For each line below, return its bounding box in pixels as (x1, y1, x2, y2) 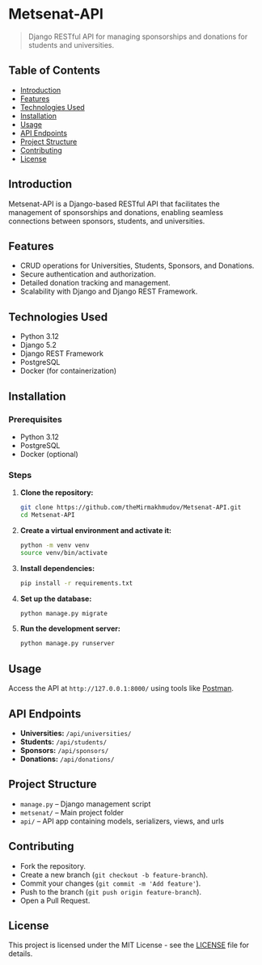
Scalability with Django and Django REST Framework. (19, 286, 198, 296)
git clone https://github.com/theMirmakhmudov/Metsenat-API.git (19, 503, 242, 512)
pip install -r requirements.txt (19, 579, 133, 587)
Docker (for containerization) (19, 366, 117, 376)
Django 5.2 (19, 341, 57, 350)
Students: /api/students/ (19, 737, 108, 747)
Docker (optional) (19, 449, 78, 459)
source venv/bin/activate (19, 548, 108, 557)
